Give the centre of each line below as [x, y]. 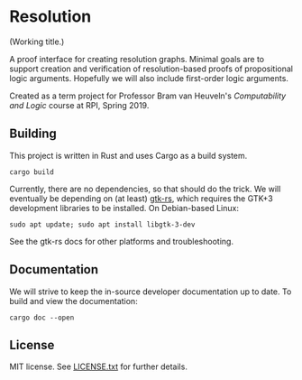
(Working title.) [37, 42]
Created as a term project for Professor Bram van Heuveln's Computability [148, 96]
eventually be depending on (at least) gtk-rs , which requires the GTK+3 [141, 198]
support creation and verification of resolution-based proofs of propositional [151, 69]
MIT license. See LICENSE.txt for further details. [98, 366]
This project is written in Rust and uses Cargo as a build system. [128, 155]
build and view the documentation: [73, 301]
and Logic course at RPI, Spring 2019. [79, 105]
